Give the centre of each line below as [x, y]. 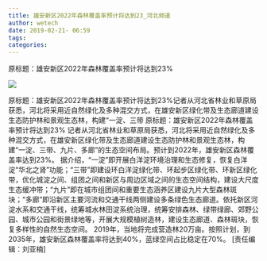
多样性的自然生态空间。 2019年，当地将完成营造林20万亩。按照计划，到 [133, 229]
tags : [17, 38]
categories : [28, 45]
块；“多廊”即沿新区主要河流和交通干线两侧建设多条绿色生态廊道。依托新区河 [133, 200]
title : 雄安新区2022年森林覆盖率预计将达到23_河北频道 [89, 15]
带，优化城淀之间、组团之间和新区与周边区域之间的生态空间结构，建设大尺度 [133, 180]
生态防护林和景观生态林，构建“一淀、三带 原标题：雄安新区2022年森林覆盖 [131, 121]
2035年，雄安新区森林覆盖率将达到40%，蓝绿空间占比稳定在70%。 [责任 [128, 240]
